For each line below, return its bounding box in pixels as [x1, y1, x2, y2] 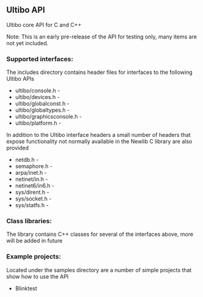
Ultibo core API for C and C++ [6, 21, 82, 28]
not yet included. [6, 39, 49, 46]
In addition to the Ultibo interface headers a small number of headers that [6, 131, 191, 139]
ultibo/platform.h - [15, 119, 62, 127]
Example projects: [6, 252, 62, 261]
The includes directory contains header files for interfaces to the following [6, 68, 193, 76]
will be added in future [6, 237, 63, 244]
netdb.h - [15, 156, 39, 164]
